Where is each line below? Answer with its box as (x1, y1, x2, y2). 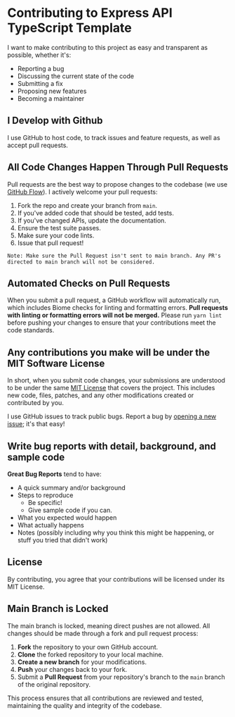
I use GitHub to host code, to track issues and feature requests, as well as (7, 133, 221, 142)
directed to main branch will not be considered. (7, 258, 156, 266)
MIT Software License (7, 357, 105, 369)
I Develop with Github (7, 115, 103, 127)
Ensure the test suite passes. (17, 223, 102, 232)
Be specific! (27, 499, 62, 506)
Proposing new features (17, 87, 87, 95)
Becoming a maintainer (17, 94, 85, 103)
